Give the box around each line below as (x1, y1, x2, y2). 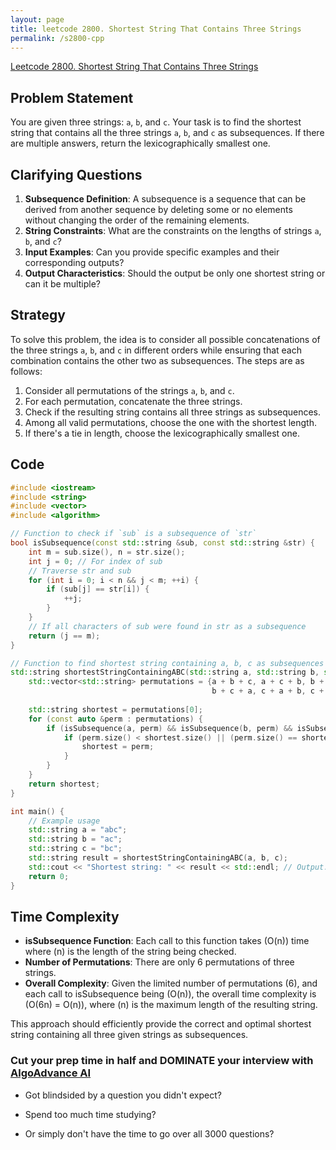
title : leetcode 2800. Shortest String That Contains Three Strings (10, 24, 302, 34)
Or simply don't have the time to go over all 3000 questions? (24, 1127, 275, 1140)
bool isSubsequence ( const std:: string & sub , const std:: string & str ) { (10, 538, 315, 548)
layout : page (10, 14, 65, 25)
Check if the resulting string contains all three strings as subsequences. (24, 406, 322, 418)
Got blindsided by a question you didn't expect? (24, 1089, 222, 1101)
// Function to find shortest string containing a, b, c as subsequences (10, 658, 325, 668)
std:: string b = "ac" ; (28, 834, 123, 845)
